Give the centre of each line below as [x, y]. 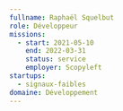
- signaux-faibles [52, 84]
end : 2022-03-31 [56, 51]
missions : [28, 34]
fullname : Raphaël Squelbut [62, 17]
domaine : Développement [54, 92]
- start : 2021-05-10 [56, 43]
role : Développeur [44, 26]
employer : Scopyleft [64, 68]
